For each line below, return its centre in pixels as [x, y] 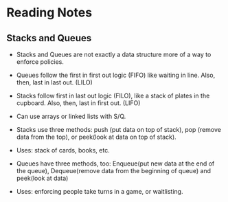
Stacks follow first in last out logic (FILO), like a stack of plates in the [113, 96]
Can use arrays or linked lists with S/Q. [71, 116]
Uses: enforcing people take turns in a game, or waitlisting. [100, 191]
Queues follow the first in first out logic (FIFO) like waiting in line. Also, [116, 75]
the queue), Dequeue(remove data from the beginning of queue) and [113, 171]
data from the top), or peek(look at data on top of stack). [96, 137]
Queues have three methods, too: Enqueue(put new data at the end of [115, 164]
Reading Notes [49, 13]
